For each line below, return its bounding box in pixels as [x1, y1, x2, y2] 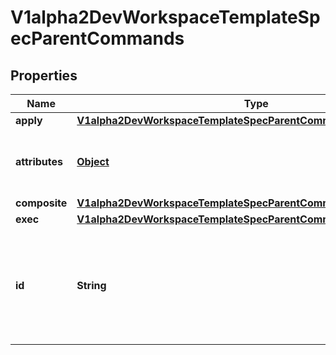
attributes [15, 155, 63, 168]
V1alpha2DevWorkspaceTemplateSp [10, 6, 321, 29]
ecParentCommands [10, 27, 185, 50]
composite [15, 196, 68, 210]
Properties [10, 67, 78, 84]
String [76, 279, 107, 292]
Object [76, 155, 110, 168]
